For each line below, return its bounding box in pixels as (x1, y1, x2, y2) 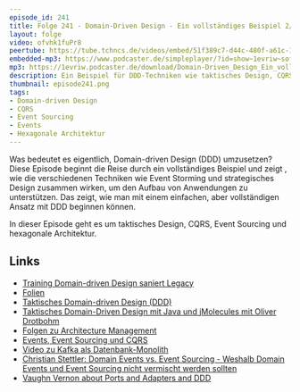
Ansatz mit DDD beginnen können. (9, 201, 137, 212)
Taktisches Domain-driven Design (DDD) (21, 296, 172, 307)
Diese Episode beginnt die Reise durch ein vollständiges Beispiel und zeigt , (9, 163, 287, 174)
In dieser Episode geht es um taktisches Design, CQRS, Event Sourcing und (9, 218, 287, 229)
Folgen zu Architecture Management (21, 325, 157, 336)
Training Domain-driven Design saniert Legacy (21, 278, 195, 288)
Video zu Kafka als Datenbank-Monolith (21, 344, 169, 354)
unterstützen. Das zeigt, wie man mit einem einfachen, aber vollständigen (9, 191, 279, 202)
